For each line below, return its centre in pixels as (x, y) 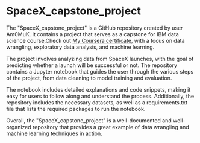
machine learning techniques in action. (54, 133)
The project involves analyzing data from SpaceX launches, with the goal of (100, 59)
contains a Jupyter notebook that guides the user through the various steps (100, 71)
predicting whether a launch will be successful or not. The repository (92, 65)
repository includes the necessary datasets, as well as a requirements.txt (97, 102)
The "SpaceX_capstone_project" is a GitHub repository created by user (95, 28)
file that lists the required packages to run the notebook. (76, 109)
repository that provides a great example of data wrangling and (111, 127)
